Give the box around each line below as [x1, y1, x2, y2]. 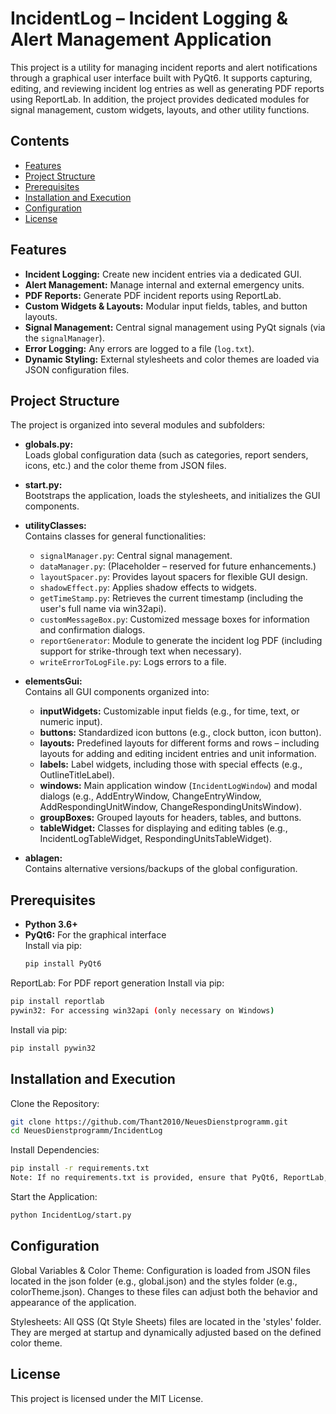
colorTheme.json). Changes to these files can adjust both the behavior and [10, 1285, 318, 1297]
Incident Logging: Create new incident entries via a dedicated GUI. [24, 268, 302, 280]
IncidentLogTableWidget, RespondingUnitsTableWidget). [39, 833, 272, 845]
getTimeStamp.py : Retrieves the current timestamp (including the [39, 592, 304, 604]
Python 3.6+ [24, 918, 78, 931]
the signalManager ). [24, 332, 105, 344]
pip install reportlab [10, 997, 105, 1007]
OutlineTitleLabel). [39, 769, 115, 781]
